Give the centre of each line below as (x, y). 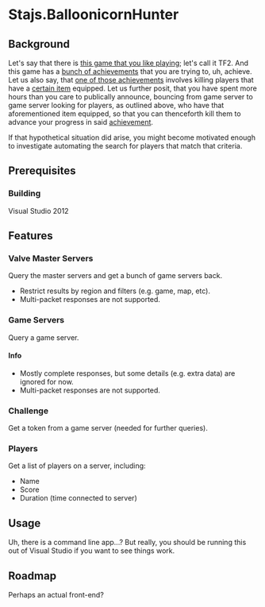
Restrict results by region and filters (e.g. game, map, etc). (115, 291)
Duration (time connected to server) (78, 498)
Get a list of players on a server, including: (77, 466)
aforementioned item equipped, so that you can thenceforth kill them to (125, 114)
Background (39, 44)
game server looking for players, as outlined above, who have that (116, 105)
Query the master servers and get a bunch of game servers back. (115, 276)
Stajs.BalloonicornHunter (94, 15)
